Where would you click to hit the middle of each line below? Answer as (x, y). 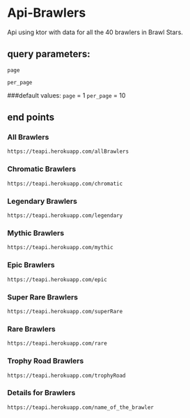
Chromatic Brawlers (42, 169)
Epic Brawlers (31, 265)
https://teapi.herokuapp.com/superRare (65, 311)
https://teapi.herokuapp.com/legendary (65, 216)
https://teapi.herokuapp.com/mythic (60, 248)
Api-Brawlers (47, 13)
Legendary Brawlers (42, 201)
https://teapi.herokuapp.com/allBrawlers (68, 151)
